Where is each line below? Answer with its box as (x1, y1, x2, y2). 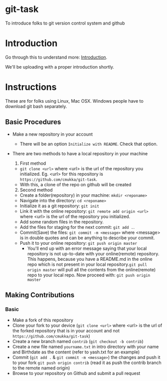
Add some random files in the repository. (19, 219, 104, 225)
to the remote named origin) (12, 365, 70, 371)
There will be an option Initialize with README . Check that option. (19, 141, 158, 147)
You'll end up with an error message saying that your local (27, 245, 147, 251)
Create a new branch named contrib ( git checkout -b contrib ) (12, 338, 144, 344)
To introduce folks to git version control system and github (5, 20, 125, 26)
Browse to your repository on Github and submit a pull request (12, 370, 141, 376)
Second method (19, 187, 53, 193)
